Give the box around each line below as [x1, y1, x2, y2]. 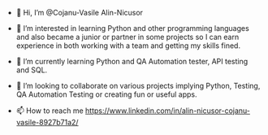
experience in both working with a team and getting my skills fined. [15, 41, 241, 50]
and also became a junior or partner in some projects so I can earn [15, 33, 240, 41]
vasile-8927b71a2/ [15, 118, 79, 127]
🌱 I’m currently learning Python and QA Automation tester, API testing [15, 57, 249, 66]
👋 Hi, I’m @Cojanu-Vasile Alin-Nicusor [15, 8, 144, 17]
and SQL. [15, 65, 48, 75]
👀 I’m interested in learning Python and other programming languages [15, 24, 249, 33]
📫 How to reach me [15, 106, 84, 115]
